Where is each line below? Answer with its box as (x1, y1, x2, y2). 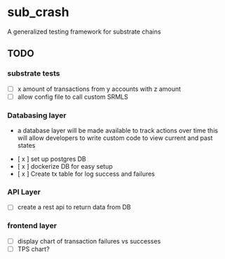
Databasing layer (7, 110, 67, 120)
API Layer (7, 187, 41, 197)
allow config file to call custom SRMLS (17, 92, 128, 101)
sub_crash (7, 4, 69, 20)
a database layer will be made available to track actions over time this (17, 127, 219, 135)
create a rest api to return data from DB (17, 203, 131, 211)
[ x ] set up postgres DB (17, 155, 86, 163)
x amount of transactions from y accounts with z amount (17, 85, 181, 93)
